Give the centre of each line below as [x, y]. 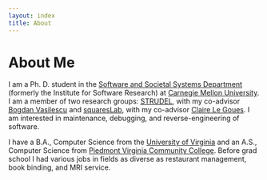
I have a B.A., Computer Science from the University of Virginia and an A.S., [133, 142]
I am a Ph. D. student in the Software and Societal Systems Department [125, 84]
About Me [42, 63]
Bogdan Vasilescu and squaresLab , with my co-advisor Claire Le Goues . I [129, 110]
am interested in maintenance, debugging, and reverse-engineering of [124, 118]
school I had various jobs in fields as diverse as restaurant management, [128, 159]
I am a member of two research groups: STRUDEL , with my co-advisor [124, 101]
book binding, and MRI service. [60, 167]
